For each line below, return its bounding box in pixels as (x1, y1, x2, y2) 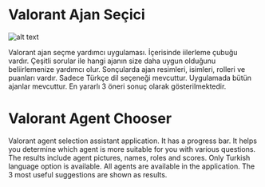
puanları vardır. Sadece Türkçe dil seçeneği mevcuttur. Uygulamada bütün (8, 73, 252, 82)
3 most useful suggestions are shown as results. (8, 169, 168, 179)
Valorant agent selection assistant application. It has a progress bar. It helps (8, 136, 258, 145)
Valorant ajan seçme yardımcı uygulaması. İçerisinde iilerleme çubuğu (8, 47, 238, 57)
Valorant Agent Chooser (8, 109, 172, 128)
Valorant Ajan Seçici (8, 6, 145, 24)
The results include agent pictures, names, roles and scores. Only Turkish (8, 153, 251, 162)
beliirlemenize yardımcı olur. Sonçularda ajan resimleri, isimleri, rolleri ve (8, 64, 246, 74)
